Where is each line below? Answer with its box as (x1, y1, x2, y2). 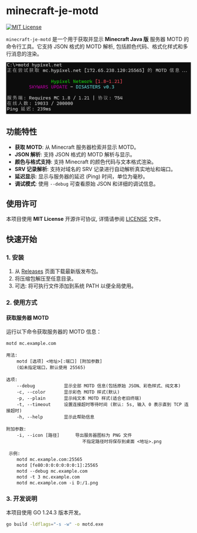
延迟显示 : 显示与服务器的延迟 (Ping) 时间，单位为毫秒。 (14, 173, 148, 180)
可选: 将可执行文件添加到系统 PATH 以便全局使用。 (14, 282, 137, 289)
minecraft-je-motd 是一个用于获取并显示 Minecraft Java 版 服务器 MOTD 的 (6, 35, 189, 42)
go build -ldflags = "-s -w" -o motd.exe (6, 521, 104, 528)
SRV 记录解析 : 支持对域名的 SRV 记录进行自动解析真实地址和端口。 (14, 165, 176, 172)
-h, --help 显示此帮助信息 (16, 414, 95, 420)
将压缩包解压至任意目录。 (14, 275, 77, 282)
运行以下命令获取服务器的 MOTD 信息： (6, 328, 101, 335)
